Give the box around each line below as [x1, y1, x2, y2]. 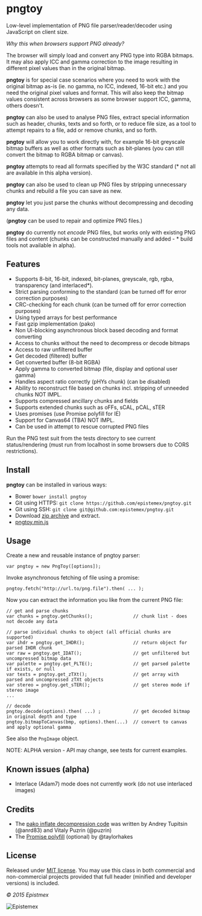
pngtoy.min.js [14, 518, 49, 526]
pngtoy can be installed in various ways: [6, 481, 107, 488]
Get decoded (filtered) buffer [14, 352, 87, 360]
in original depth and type [6, 714, 77, 720]
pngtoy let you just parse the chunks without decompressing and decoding [6, 199, 194, 206]
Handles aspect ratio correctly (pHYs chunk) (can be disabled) [14, 378, 171, 385]
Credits [6, 804, 35, 814]
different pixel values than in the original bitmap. [6, 64, 126, 71]
